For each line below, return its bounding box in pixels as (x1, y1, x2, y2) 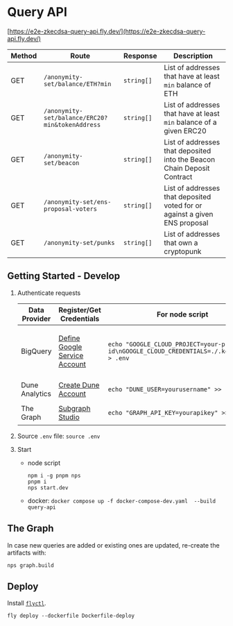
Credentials (60, 314, 100, 323)
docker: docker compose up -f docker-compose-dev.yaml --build (27, 496, 216, 505)
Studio (58, 412, 80, 422)
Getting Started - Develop (7, 270, 120, 282)
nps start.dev (27, 484, 69, 491)
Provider (21, 314, 51, 323)
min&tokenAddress (44, 121, 101, 128)
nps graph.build (7, 561, 54, 569)
